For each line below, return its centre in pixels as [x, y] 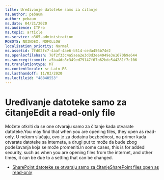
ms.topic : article [24, 32]
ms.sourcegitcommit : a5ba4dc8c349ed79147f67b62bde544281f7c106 [71, 60]
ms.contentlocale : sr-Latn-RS [36, 69]
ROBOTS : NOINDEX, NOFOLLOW [33, 42]
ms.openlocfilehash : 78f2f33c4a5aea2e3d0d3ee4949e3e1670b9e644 [71, 55]
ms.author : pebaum [24, 14]
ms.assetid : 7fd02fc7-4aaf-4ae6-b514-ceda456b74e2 [58, 51]
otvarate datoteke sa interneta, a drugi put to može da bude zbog [71, 142]
